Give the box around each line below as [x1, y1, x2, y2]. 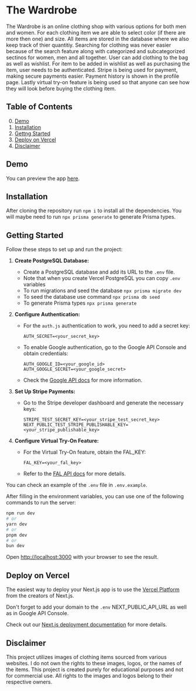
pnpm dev [6, 532, 27, 538]
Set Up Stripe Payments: [14, 388, 76, 395]
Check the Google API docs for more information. [23, 376, 143, 383]
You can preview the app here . [6, 175, 80, 182]
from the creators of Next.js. [6, 592, 74, 599]
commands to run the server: [6, 499, 76, 506]
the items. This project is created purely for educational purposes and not [6, 666, 184, 673]
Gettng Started [14, 130, 51, 137]
